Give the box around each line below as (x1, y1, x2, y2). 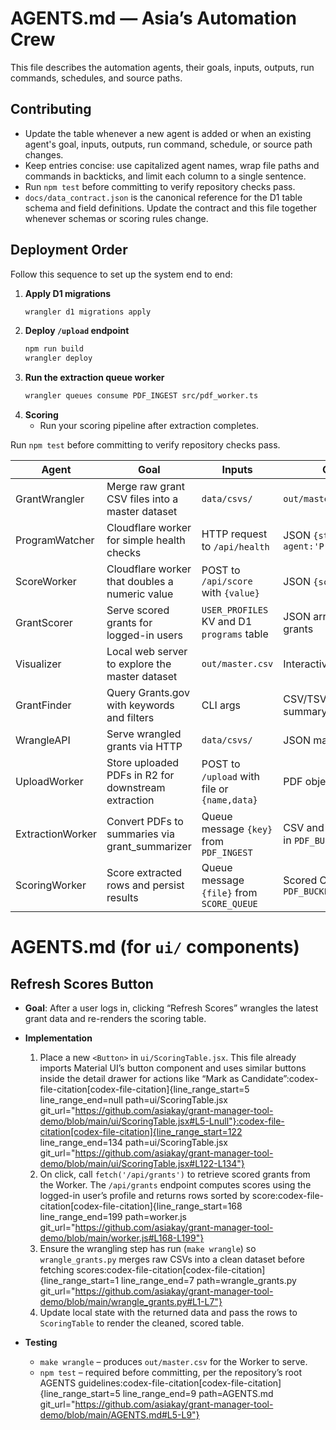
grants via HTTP (106, 740, 183, 754)
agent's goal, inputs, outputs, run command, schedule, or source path (24, 138, 313, 150)
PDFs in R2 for (106, 768, 175, 782)
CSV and (283, 821, 325, 835)
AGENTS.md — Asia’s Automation (10, 7, 298, 30)
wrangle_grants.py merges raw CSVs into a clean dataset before (39, 1253, 305, 1266)
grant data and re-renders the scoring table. (24, 1013, 207, 1025)
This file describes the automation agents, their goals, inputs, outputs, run (10, 61, 315, 73)
